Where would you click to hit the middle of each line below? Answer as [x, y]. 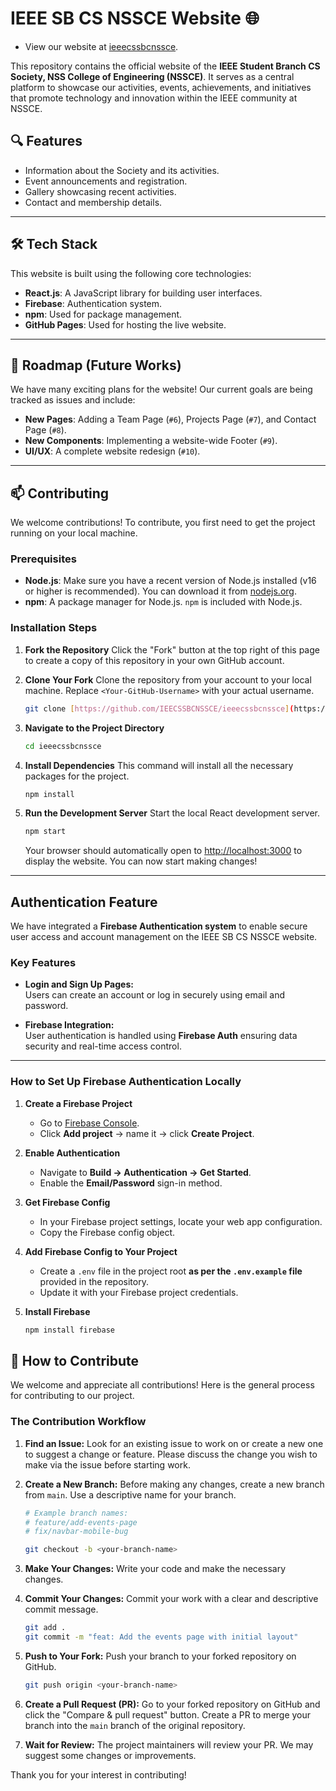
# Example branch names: [76, 1513]
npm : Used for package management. [103, 314]
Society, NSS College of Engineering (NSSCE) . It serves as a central [152, 76]
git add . [45, 1628]
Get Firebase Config [67, 1202]
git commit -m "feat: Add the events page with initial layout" [161, 1637]
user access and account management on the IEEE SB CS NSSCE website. [164, 937]
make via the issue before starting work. [107, 1464]
